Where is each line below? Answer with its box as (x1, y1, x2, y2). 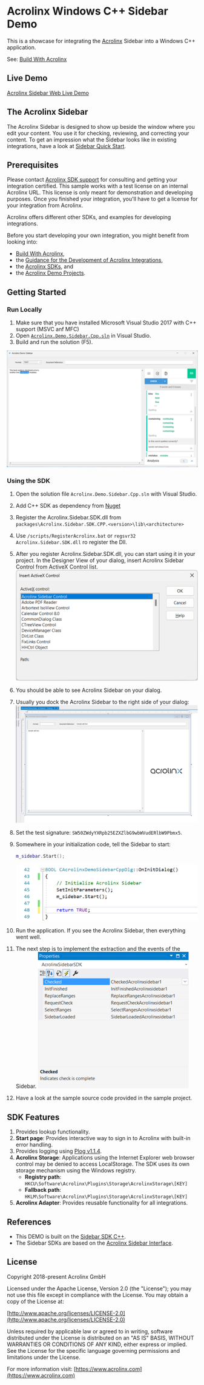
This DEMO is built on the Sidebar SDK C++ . (15, 1233, 127, 1240)
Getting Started (7, 287, 67, 297)
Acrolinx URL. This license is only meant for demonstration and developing (7, 189, 193, 196)
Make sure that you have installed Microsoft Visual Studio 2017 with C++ (15, 319, 197, 326)
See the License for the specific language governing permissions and (7, 1347, 180, 1354)
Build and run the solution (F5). (15, 338, 93, 346)
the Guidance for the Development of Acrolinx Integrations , (15, 256, 163, 264)
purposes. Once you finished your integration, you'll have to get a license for (7, 196, 198, 203)
